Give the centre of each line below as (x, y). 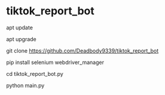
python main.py (25, 85)
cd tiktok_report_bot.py (35, 73)
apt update (19, 27)
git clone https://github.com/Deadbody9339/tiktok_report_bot (82, 50)
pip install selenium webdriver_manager (55, 62)
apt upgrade (22, 39)
